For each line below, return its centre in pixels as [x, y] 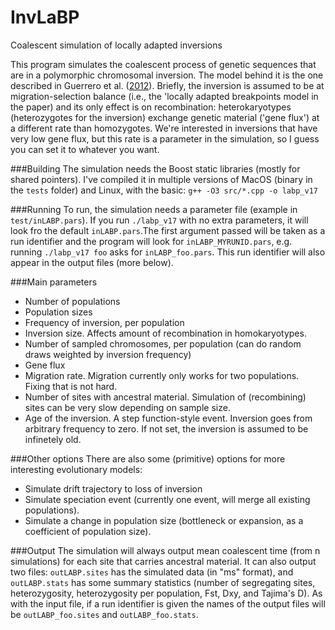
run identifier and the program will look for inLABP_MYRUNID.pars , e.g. [151, 241]
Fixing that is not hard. [71, 386]
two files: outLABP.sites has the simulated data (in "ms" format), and [152, 572]
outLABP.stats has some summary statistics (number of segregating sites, [163, 582]
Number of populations [72, 301]
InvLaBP [45, 17]
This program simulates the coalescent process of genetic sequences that [163, 64]
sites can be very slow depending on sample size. [127, 407]
